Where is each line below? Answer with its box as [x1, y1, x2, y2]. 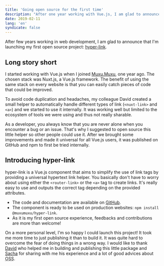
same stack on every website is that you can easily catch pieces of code [5, 81, 151, 87]
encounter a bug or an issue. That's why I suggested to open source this [5, 126, 151, 132]
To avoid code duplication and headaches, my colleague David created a [5, 96, 151, 102]
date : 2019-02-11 [5, 16, 41, 21]
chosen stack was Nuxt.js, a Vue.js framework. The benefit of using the [5, 76, 149, 82]
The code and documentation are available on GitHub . [12, 199, 121, 205]
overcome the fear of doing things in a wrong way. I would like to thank [5, 240, 148, 246]
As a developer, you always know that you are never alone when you [5, 121, 143, 127]
